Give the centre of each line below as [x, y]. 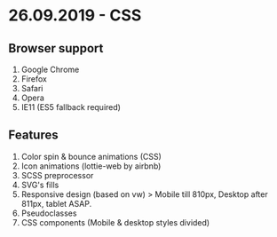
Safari [32, 88]
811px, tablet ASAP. [56, 203]
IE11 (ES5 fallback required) [71, 107]
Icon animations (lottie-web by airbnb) [91, 166]
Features [33, 135]
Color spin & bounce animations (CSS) [91, 156]
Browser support [56, 48]
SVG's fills [40, 185]
